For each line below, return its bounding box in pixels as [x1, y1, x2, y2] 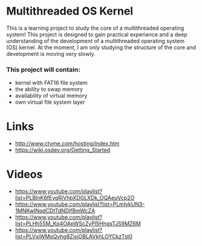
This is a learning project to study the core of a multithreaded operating [6, 24, 184, 32]
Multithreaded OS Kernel [6, 4, 134, 18]
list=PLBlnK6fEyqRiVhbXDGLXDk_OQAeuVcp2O [15, 194, 135, 202]
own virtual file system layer [15, 98, 85, 106]
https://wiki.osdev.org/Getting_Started [15, 146, 111, 154]
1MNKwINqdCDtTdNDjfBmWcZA [15, 207, 96, 214]
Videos [6, 168, 43, 182]
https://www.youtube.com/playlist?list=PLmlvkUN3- [15, 200, 145, 208]
